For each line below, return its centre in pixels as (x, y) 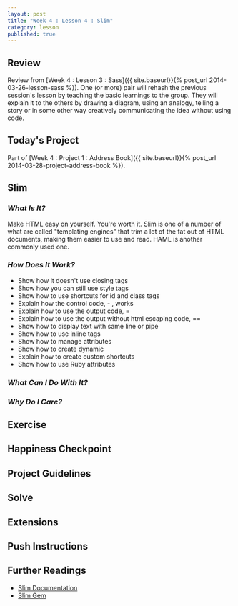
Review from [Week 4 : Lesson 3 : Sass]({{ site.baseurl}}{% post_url (108, 80)
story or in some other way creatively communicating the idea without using (119, 111)
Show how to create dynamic (61, 349)
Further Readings (47, 571)
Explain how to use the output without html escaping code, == (109, 318)
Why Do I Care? (35, 402)
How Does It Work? (41, 265)
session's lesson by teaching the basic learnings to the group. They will (113, 95)
